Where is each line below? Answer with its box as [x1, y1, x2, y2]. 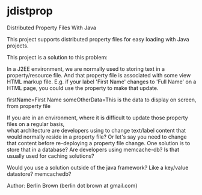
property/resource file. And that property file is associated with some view [7, 71, 191, 79]
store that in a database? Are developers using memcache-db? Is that [7, 146, 180, 153]
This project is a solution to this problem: [7, 53, 108, 61]
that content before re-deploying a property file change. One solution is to [7, 139, 191, 146]
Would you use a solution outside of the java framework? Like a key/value [7, 164, 189, 171]
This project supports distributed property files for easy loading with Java [7, 35, 189, 43]
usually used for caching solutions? [7, 152, 95, 160]
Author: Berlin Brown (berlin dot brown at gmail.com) [7, 182, 138, 189]
